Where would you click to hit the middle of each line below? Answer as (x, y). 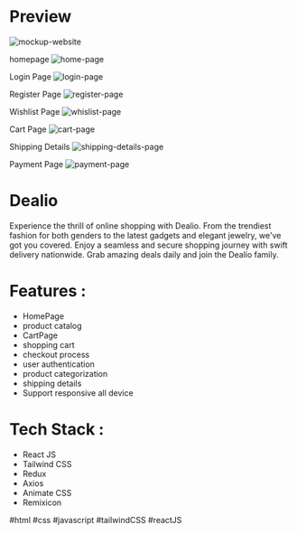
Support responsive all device (78, 393)
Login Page (31, 76)
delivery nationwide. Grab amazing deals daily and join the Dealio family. (144, 254)
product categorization (65, 373)
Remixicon (42, 502)
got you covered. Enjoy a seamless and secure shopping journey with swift (148, 245)
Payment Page (37, 164)
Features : (48, 291)
